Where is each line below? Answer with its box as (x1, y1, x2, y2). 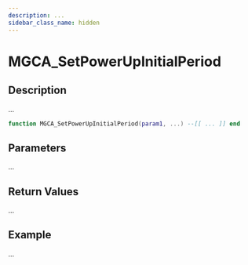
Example (8, 228, 52, 241)
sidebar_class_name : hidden (8, 19, 100, 27)
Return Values (8, 185, 79, 198)
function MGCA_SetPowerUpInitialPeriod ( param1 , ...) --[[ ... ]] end (8, 119, 241, 128)
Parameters (8, 141, 67, 154)
